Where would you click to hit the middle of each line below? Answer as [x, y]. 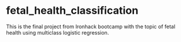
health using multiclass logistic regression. [58, 32]
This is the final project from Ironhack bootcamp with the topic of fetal [91, 26]
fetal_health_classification [72, 11]
